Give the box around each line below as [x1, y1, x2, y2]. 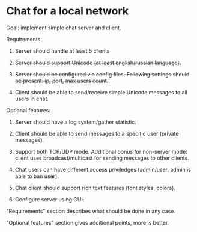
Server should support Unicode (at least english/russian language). [14, 59, 181, 66]
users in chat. [14, 95, 49, 102]
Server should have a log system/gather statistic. [14, 118, 136, 126]
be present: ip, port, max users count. [14, 77, 109, 84]
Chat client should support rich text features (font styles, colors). [14, 184, 176, 191]
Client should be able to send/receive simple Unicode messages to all [14, 88, 188, 96]
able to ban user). [14, 172, 59, 180]
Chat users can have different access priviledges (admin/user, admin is [14, 166, 191, 173]
